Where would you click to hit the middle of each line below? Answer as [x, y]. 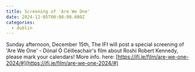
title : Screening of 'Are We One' [48, 11]
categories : [20, 22]
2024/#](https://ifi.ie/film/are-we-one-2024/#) [62, 63]
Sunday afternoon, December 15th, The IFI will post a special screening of [95, 44]
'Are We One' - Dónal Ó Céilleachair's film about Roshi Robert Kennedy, [92, 51]
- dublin [22, 28]
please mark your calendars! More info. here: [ [62, 57]
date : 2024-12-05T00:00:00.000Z [45, 17]
